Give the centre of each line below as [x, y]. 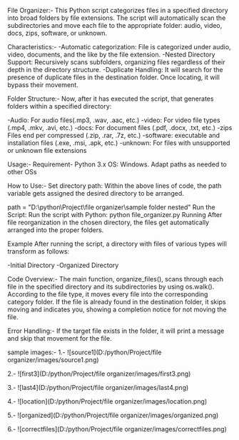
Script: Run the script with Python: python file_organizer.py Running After [115, 215]
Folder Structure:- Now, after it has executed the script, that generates [111, 99]
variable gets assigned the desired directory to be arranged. [96, 193]
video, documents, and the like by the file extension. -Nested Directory [111, 54]
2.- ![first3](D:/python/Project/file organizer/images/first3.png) [99, 374]
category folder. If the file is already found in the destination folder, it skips [117, 302]
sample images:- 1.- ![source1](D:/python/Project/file [85, 352]
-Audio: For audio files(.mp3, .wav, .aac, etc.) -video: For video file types [114, 120]
